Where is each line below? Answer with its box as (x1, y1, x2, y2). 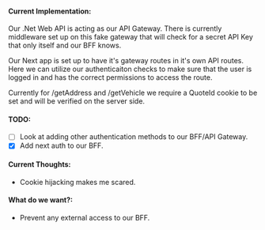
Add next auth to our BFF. (19, 141, 104, 150)
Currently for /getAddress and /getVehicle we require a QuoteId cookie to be (8, 88, 258, 98)
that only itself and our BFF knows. (8, 40, 122, 51)
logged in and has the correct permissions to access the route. (8, 73, 213, 82)
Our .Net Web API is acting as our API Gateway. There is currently (8, 24, 222, 33)
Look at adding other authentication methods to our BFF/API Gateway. (19, 132, 248, 141)
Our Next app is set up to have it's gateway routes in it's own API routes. (8, 56, 244, 66)
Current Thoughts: (8, 160, 71, 169)
